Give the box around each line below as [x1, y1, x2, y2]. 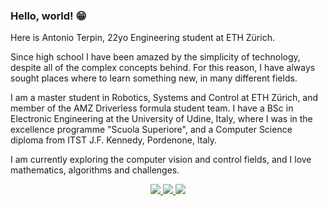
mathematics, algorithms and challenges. [10, 164, 180, 176]
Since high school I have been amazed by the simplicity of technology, [10, 51, 301, 63]
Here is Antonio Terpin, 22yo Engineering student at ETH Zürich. [10, 32, 275, 44]
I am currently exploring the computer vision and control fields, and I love [10, 154, 312, 166]
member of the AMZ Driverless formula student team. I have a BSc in [10, 102, 294, 114]
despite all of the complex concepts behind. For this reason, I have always [10, 62, 316, 74]
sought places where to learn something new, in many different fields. [10, 72, 298, 84]
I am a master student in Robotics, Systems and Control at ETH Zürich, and [10, 92, 319, 104]
